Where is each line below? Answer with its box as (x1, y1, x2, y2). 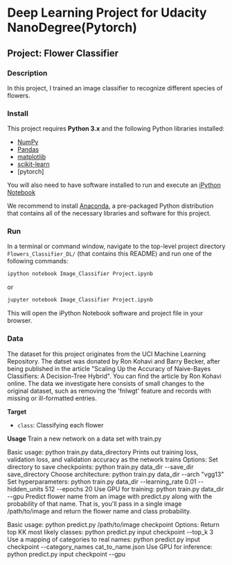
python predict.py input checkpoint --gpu (7, 550, 126, 558)
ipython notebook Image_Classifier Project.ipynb (7, 270, 154, 277)
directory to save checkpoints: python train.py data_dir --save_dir (7, 462, 194, 470)
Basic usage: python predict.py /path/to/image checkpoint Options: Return (7, 520, 220, 529)
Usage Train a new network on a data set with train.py (7, 434, 162, 443)
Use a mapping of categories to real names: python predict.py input (7, 535, 201, 543)
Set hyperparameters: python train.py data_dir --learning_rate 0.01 (7, 477, 197, 486)
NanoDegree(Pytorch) (7, 19, 137, 35)
